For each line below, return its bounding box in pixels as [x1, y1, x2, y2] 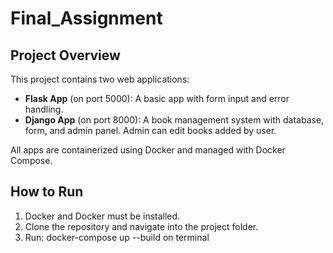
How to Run [10, 183, 84, 201]
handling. [24, 103, 64, 115]
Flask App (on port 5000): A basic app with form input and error [24, 93, 290, 104]
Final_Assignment [10, 7, 163, 30]
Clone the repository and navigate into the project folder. [24, 220, 259, 232]
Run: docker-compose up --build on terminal [24, 231, 210, 243]
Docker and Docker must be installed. [24, 210, 181, 222]
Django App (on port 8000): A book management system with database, [24, 114, 325, 126]
